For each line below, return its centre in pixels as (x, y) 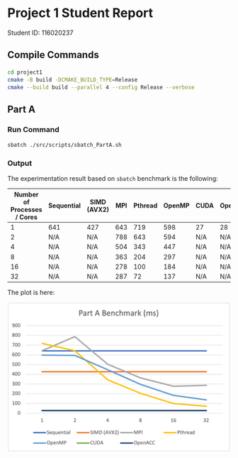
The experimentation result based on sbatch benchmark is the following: (113, 179)
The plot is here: (31, 292)
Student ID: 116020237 (40, 33)
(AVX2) (98, 209)
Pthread (146, 206)
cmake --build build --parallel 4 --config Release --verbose (101, 87)
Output (20, 163)
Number (26, 194)
